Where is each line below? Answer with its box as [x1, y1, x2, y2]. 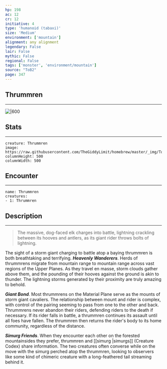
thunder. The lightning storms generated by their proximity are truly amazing [5, 276, 162, 282]
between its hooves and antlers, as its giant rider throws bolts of [17, 235, 149, 241]
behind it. [5, 359, 25, 365]
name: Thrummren [5, 190, 39, 195]
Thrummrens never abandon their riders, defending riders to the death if [5, 307, 153, 313]
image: [5, 145, 19, 150]
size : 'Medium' [5, 30, 37, 35]
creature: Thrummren [5, 140, 48, 146]
